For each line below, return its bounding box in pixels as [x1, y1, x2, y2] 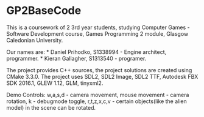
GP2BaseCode [6, 4, 82, 18]
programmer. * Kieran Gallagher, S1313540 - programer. [6, 55, 147, 62]
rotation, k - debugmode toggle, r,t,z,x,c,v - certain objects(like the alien [6, 98, 187, 105]
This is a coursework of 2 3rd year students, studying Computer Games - [6, 24, 190, 31]
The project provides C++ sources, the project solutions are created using [6, 66, 192, 73]
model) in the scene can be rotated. [6, 104, 96, 111]
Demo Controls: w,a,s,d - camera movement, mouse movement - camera [6, 91, 189, 98]
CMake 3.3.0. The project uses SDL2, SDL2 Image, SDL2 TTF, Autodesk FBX [6, 73, 199, 80]
